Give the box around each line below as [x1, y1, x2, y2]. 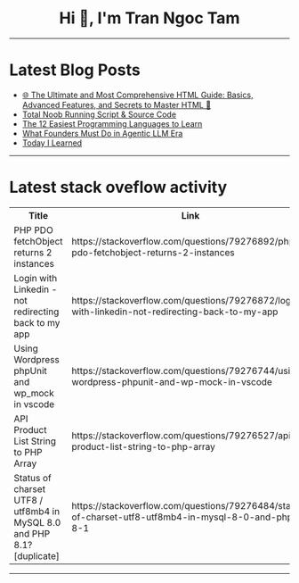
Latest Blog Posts [9, 60, 141, 80]
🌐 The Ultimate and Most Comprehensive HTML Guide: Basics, [21, 89, 254, 100]
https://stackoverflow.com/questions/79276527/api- [71, 429, 297, 441]
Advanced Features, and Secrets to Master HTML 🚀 [21, 99, 212, 110]
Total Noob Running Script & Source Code [21, 109, 176, 120]
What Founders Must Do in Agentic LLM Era [21, 128, 183, 138]
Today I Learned [21, 137, 83, 148]
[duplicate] [13, 549, 60, 562]
